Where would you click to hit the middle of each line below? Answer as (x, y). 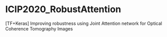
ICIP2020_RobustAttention (63, 9)
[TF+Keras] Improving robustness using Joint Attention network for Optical (84, 23)
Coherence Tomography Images (39, 28)
